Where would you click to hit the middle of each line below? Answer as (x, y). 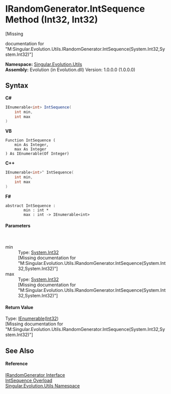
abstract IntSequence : (31, 206)
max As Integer (31, 149)
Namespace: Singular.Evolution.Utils (44, 64)
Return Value (19, 307)
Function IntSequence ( (31, 140)
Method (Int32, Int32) (52, 20)
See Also (20, 351)
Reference (17, 363)
